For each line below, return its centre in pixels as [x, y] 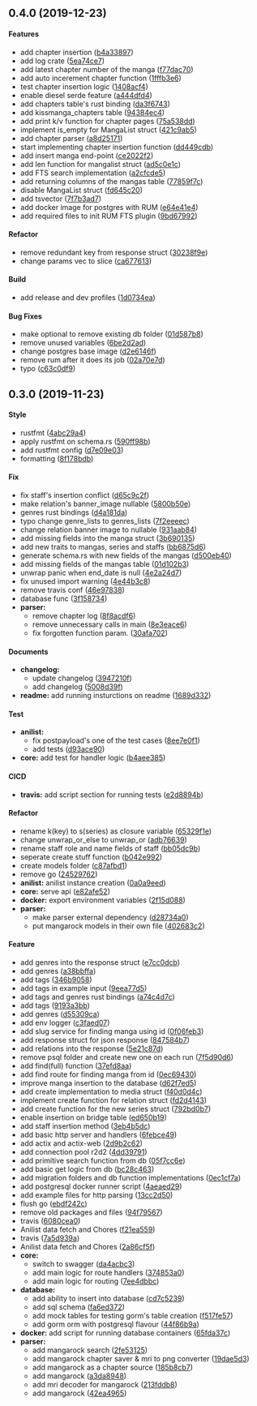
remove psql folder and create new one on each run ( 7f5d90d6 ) [126, 1057]
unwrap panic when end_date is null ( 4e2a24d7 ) [101, 572]
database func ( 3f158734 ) [64, 598]
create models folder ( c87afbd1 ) [74, 865]
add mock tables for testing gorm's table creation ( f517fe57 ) [133, 1316]
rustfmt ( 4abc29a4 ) [53, 432]
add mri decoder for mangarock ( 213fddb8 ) [105, 1385]
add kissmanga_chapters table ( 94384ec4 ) [92, 112]
